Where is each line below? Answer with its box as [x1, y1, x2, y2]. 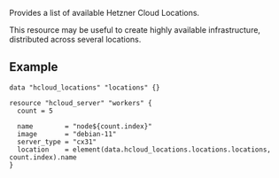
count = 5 [17, 106, 53, 115]
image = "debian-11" [17, 129, 117, 138]
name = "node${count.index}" [17, 121, 152, 131]
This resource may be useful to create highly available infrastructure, [9, 25, 261, 35]
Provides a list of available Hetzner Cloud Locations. [9, 8, 200, 18]
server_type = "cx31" [17, 137, 97, 146]
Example [9, 59, 58, 74]
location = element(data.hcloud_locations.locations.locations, [17, 145, 272, 154]
